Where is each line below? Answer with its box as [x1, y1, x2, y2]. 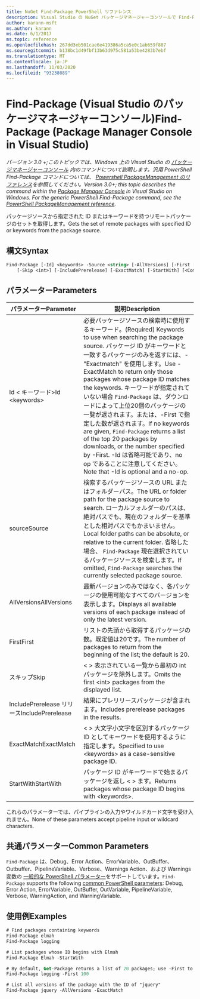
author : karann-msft [6, 20, 58, 26]
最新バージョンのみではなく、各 [83, 582, 173, 590]
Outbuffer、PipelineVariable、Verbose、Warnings [6, 865, 129, 872]
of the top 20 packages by [83, 434, 158, 442]
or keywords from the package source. [6, 227, 102, 234]
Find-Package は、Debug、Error [6, 858, 85, 865]
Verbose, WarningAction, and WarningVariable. [6, 892, 122, 899]
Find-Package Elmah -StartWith [6, 955, 84, 961]
